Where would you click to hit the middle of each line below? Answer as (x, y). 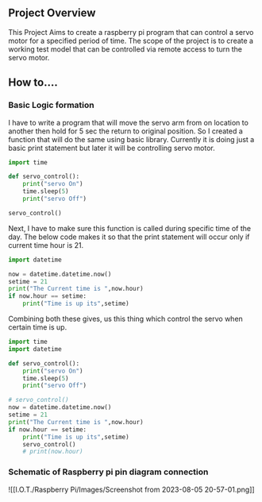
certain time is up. (38, 327)
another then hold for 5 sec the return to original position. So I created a (126, 131)
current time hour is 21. (46, 245)
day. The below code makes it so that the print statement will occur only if (129, 237)
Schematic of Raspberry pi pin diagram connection (108, 472)
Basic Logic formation (52, 105)
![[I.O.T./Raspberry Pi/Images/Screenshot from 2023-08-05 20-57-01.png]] (132, 489)
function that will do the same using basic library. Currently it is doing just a (131, 139)
